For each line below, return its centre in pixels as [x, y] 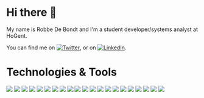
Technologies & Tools [62, 72]
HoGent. [17, 35]
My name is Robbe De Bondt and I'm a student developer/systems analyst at [102, 29]
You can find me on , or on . [66, 47]
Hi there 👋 [31, 12]
